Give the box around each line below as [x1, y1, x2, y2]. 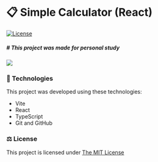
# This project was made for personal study [6, 44, 120, 51]
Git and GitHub [15, 119, 53, 127]
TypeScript [15, 113, 43, 120]
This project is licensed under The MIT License [6, 149, 124, 156]
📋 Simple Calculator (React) [6, 6, 153, 20]
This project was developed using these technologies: [6, 88, 142, 95]
